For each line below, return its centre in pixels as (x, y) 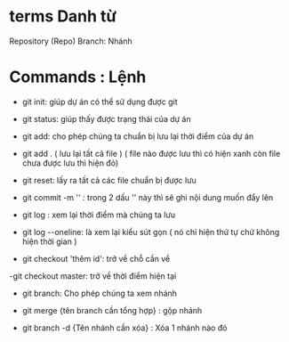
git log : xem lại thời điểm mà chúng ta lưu (99, 215)
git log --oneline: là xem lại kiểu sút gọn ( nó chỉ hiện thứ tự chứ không (151, 232)
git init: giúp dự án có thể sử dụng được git (100, 102)
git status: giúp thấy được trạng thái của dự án (106, 118)
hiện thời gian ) (49, 241)
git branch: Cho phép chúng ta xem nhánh (100, 293)
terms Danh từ (63, 16)
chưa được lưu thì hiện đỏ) (70, 163)
